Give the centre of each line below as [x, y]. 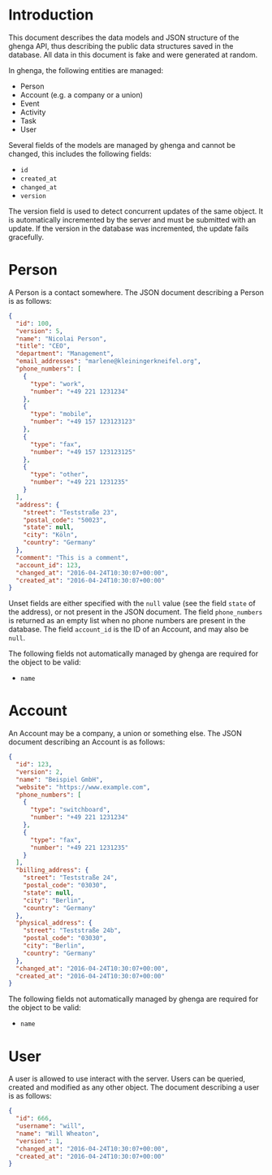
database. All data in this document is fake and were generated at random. [133, 54]
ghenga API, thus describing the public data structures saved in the [121, 46]
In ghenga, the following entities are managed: [86, 70]
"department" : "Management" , [65, 354]
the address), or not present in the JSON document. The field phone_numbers [136, 612]
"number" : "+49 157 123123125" [83, 452]
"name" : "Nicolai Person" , [61, 339]
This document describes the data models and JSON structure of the [124, 37]
